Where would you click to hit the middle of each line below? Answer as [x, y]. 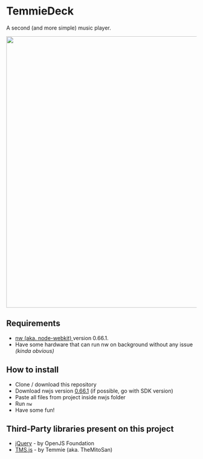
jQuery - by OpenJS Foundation [55, 443]
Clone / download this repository [56, 384]
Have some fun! [35, 410]
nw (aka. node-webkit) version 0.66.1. [62, 338]
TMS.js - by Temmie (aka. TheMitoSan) [64, 450]
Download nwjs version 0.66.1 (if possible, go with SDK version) [94, 391]
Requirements [33, 324]
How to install [33, 370]
